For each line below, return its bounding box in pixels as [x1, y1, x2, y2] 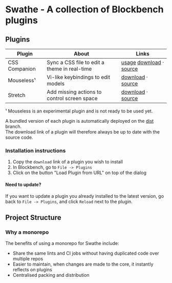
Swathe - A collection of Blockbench [5, 4, 164, 15]
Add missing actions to [47, 88, 102, 96]
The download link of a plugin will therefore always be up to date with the [5, 129, 160, 135]
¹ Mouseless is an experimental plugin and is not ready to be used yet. [5, 108, 153, 114]
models [47, 80, 65, 87]
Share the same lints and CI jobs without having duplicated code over [12, 250, 160, 256]
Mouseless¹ [8, 77, 36, 84]
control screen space [47, 95, 98, 102]
